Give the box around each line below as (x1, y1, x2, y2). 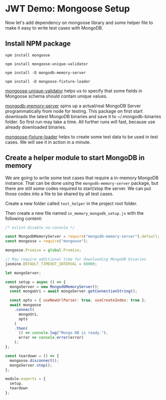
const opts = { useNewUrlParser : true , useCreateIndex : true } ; (9, 298, 146, 303)
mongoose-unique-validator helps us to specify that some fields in (5, 88, 142, 94)
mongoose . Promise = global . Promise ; (5, 248, 81, 253)
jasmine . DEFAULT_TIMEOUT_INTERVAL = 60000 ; (5, 261, 97, 266)
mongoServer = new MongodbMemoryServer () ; (9, 284, 99, 289)
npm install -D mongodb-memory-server (5, 70, 86, 75)
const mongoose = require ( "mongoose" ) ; (5, 239, 88, 244)
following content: (5, 215, 42, 221)
